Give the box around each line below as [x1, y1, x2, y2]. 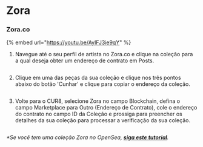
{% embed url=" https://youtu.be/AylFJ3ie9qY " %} [6, 39, 131, 46]
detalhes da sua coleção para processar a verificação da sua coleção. [15, 117, 191, 124]
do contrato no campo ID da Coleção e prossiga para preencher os [15, 110, 183, 118]
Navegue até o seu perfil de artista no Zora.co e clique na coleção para [15, 51, 193, 58]
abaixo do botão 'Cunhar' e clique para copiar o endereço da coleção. [15, 80, 191, 88]
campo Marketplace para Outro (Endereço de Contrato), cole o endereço [15, 104, 198, 111]
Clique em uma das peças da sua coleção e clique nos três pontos [15, 74, 181, 82]
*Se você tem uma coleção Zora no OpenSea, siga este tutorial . [6, 134, 169, 141]
